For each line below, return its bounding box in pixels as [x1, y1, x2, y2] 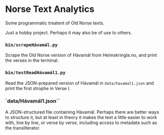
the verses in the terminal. [5, 57, 59, 63]
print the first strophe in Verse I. [5, 85, 71, 91]
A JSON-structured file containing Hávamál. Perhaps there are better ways [5, 109, 159, 115]
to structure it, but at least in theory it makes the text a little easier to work [5, 114, 157, 120]
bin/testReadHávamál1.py [5, 70, 66, 76]
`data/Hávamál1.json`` [5, 98, 60, 105]
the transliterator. [5, 125, 41, 131]
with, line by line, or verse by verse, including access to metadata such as [5, 120, 157, 126]
